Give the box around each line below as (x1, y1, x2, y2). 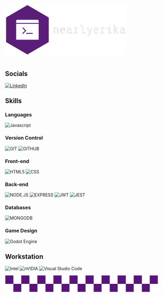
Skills (5, 97, 22, 105)
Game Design (5, 227, 38, 234)
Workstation (5, 253, 44, 261)
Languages (5, 111, 33, 118)
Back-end (5, 181, 29, 187)
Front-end (5, 158, 30, 165)
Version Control (5, 134, 43, 141)
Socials (5, 70, 28, 78)
